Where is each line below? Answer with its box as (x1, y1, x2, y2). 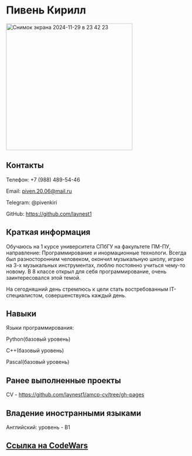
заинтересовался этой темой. (6, 274, 81, 281)
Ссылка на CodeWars (6, 441, 88, 451)
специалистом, (6, 291, 44, 299)
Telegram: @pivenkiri (6, 199, 57, 206)
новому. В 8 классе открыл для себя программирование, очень (6, 268, 167, 275)
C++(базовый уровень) (6, 347, 64, 354)
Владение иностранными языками (6, 408, 142, 418)
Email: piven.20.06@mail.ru (6, 187, 72, 195)
